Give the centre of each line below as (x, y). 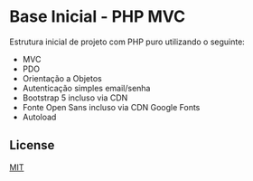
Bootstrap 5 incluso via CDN (75, 98)
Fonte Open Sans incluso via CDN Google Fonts (111, 107)
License (32, 145)
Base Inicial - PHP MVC (98, 17)
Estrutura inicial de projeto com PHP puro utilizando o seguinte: (127, 42)
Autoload (39, 117)
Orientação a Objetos (62, 78)
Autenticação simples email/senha (86, 88)
